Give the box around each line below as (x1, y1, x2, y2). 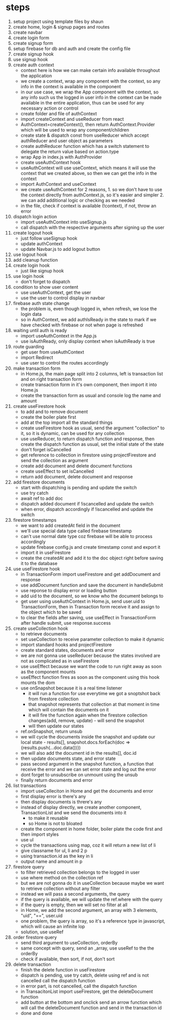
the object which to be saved (20, 609, 82, 615)
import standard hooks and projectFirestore (20, 642, 112, 648)
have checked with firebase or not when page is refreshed (20, 322, 144, 328)
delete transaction (13, 961, 51, 967)
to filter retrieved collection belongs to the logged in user (20, 869, 140, 875)
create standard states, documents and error (20, 647, 115, 653)
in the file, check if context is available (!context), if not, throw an (20, 202, 156, 209)
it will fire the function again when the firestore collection (28, 712, 148, 718)
